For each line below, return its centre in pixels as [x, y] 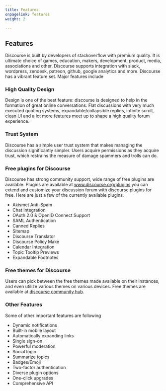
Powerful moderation [34, 346]
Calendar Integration [33, 247]
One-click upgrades [33, 378]
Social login [24, 351]
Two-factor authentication [39, 367]
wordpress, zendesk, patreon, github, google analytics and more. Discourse [83, 71]
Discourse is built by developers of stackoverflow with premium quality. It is [83, 56]
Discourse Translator [34, 236]
